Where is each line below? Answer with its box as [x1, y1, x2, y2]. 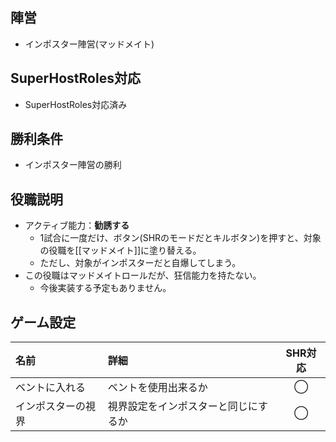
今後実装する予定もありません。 [39, 282, 172, 294]
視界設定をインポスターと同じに [107, 399, 258, 413]
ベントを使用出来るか [107, 381, 208, 395]
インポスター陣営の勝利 [24, 159, 122, 171]
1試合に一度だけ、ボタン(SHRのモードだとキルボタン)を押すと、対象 [39, 232, 322, 244]
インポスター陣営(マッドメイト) [24, 38, 155, 50]
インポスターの [15, 399, 87, 413]
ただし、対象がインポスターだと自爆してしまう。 [39, 257, 242, 269]
